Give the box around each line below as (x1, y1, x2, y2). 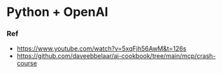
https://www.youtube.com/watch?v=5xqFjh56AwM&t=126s (16, 44, 187, 53)
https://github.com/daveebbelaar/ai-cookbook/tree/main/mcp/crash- (16, 52, 216, 60)
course (16, 59, 38, 68)
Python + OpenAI (6, 4, 109, 20)
